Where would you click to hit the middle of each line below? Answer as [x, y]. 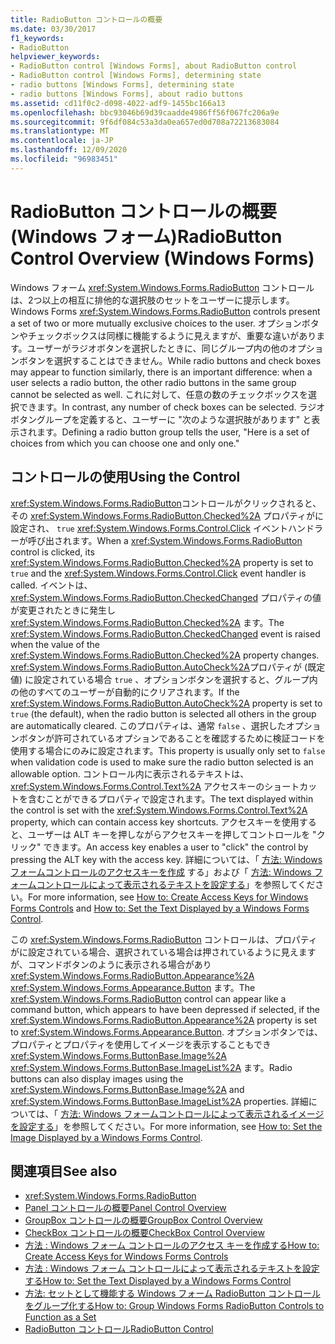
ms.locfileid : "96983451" [64, 159]
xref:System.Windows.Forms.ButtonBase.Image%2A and [127, 1089]
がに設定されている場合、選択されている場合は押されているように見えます [163, 952]
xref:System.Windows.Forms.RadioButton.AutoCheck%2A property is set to [166, 703]
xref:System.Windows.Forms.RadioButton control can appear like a [148, 998]
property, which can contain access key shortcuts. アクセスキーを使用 [155, 822]
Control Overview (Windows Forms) [162, 258]
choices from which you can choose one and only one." [125, 443]
